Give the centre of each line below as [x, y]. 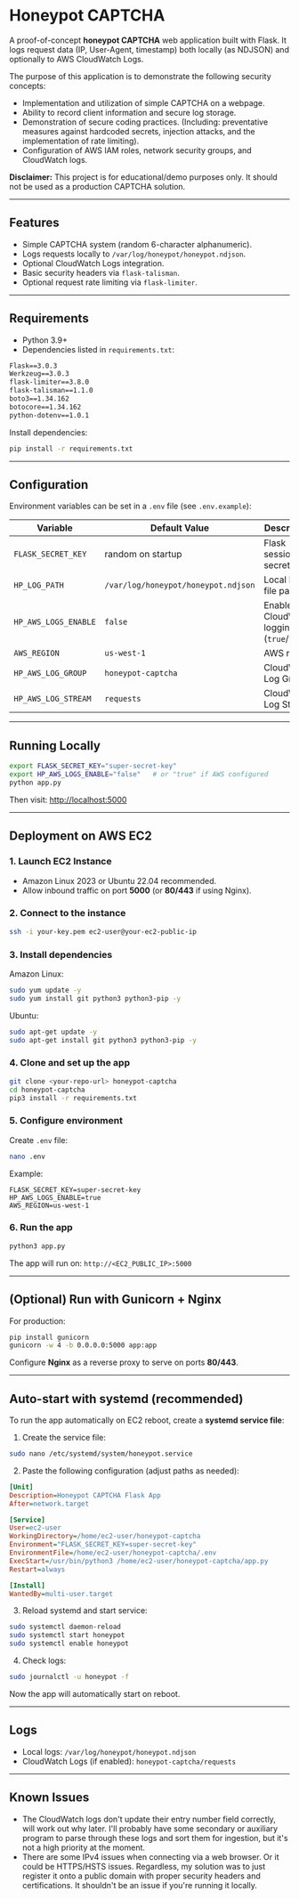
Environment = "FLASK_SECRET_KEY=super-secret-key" [103, 1545]
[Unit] [21, 1487]
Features [34, 223]
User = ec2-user [36, 1528]
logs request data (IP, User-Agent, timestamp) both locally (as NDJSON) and [149, 49]
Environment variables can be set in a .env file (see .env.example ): [130, 506]
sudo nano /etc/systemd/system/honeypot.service [101, 1454]
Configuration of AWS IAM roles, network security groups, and [137, 150]
